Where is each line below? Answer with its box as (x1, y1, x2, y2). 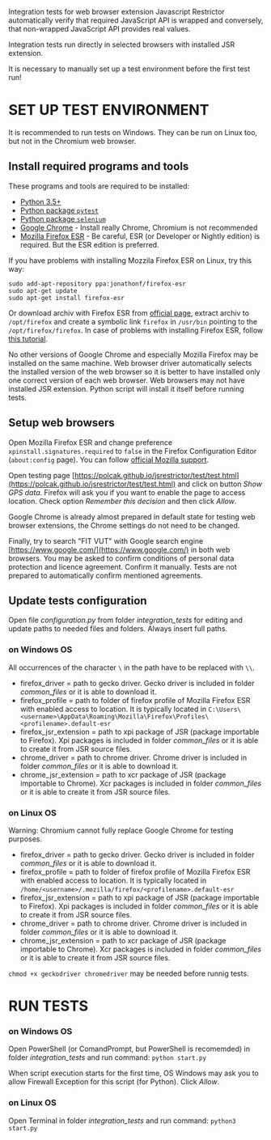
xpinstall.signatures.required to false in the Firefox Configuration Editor (8, 446, 257, 456)
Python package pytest (19, 206, 100, 215)
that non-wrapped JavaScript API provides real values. (8, 24, 191, 33)
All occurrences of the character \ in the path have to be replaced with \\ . (8, 663, 255, 672)
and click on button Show (177, 479, 263, 489)
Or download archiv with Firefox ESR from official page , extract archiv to (8, 307, 249, 318)
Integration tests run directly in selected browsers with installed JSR (8, 40, 235, 49)
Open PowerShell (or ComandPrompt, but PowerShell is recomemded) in (8, 1044, 251, 1054)
